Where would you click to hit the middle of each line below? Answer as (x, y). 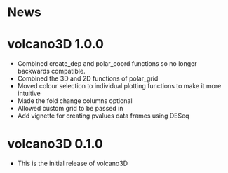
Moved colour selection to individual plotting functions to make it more (119, 86)
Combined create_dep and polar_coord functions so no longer (107, 64)
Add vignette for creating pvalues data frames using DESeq (103, 116)
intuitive (29, 94)
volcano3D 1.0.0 (55, 44)
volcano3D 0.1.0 (55, 144)
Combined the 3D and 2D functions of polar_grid (88, 78)
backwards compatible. (51, 71)
